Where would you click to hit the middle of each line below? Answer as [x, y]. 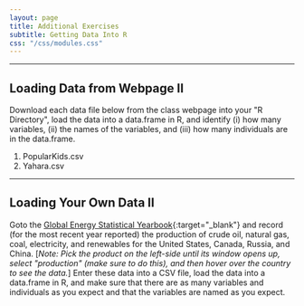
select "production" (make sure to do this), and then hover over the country [150, 263]
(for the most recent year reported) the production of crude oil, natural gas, [149, 234]
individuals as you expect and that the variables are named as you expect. [147, 292]
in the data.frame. [43, 139]
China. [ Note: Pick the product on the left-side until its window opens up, [145, 253]
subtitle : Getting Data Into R [68, 34]
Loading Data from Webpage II [96, 88]
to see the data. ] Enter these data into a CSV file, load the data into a [137, 273]
